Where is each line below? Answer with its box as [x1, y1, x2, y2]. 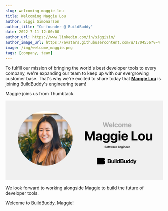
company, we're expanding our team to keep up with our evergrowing [5, 70, 149, 76]
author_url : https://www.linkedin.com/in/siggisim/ [5, 35, 115, 40]
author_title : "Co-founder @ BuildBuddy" [5, 24, 93, 29]
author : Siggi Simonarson [5, 19, 59, 24]
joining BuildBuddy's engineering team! [5, 81, 86, 87]
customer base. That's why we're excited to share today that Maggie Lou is [5, 75, 161, 81]
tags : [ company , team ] [5, 50, 53, 55]
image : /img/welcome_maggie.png [5, 45, 73, 50]
